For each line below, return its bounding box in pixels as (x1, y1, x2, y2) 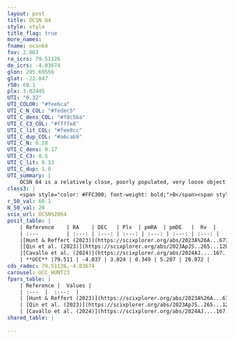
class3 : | (7, 185, 36, 192)
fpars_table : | (7, 276, 52, 283)
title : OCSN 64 (7, 17, 52, 24)
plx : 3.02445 (7, 88, 45, 95)
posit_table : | (7, 217, 52, 224)
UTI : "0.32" (7, 95, 42, 102)
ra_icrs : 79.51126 (7, 56, 61, 63)
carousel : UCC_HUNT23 (7, 269, 70, 276)
